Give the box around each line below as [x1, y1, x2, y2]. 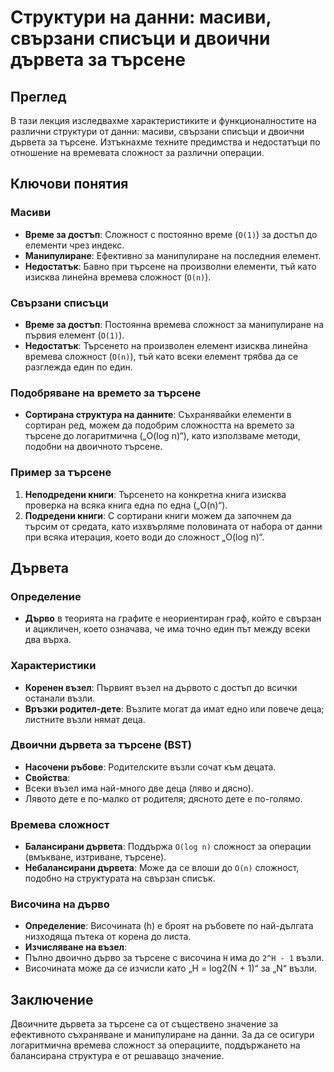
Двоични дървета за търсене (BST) [10, 738, 193, 752]
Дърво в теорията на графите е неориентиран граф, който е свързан [24, 612, 322, 625]
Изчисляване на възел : [24, 941, 128, 953]
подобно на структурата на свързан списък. [24, 872, 216, 885]
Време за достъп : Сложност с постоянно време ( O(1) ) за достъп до [24, 228, 318, 240]
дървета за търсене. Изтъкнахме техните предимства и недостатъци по [10, 136, 321, 148]
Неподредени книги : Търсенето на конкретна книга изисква [24, 488, 287, 500]
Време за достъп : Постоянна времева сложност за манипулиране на [24, 318, 325, 330]
